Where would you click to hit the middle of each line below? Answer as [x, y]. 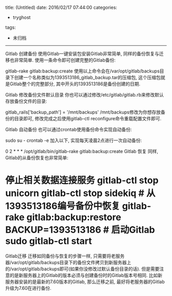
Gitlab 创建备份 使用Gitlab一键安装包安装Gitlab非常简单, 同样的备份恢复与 [82, 54]
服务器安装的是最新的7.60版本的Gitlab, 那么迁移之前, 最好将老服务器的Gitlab [85, 282]
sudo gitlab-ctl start [49, 241]
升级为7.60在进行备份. [28, 288]
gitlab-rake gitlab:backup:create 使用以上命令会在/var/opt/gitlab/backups [82, 71]
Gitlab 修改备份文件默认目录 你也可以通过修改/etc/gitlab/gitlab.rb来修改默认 [84, 95]
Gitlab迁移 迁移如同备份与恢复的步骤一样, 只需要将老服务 [65, 256]
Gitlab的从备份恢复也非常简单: [37, 158]
